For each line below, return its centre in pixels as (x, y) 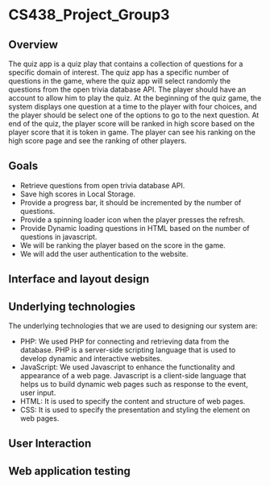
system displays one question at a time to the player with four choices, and (133, 107)
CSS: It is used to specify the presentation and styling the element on (135, 410)
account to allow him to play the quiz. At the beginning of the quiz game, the (135, 98)
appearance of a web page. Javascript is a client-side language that (133, 376)
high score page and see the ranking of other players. (98, 141)
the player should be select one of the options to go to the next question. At (134, 115)
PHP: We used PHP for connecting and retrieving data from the (125, 342)
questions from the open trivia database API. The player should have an (127, 89)
